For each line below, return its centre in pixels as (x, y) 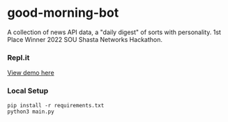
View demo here (31, 73)
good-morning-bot (63, 13)
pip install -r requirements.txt (56, 105)
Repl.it (18, 57)
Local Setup (28, 91)
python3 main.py (31, 112)
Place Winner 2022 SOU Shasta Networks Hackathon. (85, 39)
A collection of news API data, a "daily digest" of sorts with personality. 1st (114, 32)
